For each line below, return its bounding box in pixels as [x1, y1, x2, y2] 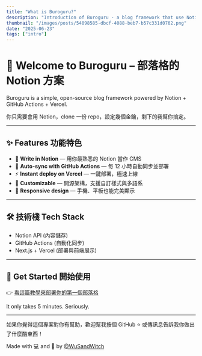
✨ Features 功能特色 [6, 138, 82, 148]
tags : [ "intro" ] [6, 31, 47, 37]
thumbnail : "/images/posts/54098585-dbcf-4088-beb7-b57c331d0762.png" [6, 20, 187, 26]
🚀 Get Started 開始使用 [6, 272, 91, 282]
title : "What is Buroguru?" [6, 8, 77, 15]
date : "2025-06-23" [6, 25, 55, 32]
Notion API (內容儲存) [14, 232, 68, 239]
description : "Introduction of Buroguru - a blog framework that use [6, 14, 185, 20]
